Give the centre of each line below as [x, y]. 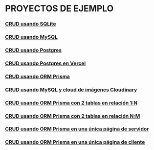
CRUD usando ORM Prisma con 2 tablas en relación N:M [73, 116]
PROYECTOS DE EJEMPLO [59, 9]
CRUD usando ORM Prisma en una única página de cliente [75, 142]
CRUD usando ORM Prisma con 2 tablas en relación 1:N [71, 102]
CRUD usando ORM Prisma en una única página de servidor [77, 129]
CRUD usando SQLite [31, 24]
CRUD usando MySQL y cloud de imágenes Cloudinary [71, 90]
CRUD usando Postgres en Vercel [45, 63]
